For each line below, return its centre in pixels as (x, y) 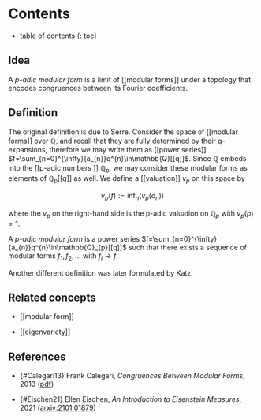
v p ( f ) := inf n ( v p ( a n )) (132, 197)
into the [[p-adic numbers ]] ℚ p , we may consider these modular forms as (128, 169)
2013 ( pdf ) (36, 384)
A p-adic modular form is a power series (74, 238)
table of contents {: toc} (58, 36)
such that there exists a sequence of (188, 247)
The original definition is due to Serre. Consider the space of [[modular (123, 132)
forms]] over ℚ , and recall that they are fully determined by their (112, 141)
